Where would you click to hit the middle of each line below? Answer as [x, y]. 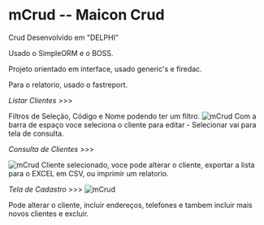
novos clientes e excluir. [49, 214]
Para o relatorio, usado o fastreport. [68, 84]
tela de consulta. [36, 133]
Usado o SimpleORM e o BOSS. [61, 53]
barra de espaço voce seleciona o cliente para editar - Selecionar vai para [132, 124]
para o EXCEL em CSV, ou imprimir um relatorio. [89, 173]
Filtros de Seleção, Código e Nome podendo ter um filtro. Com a [132, 116]
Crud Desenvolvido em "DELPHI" [64, 37]
